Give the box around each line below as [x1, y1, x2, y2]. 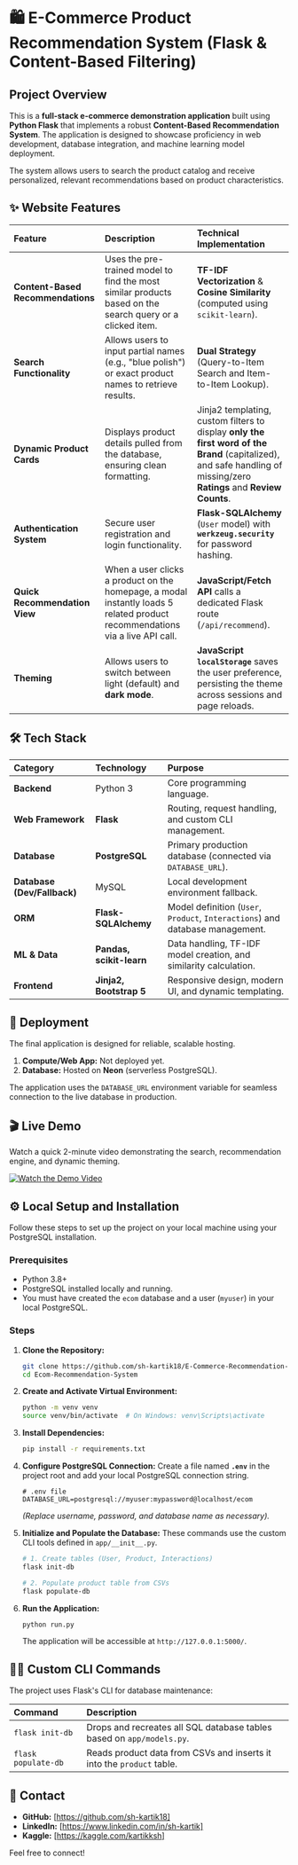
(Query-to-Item [196, 356, 264, 368]
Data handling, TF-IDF [167, 937, 262, 950]
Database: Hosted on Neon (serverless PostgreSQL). [21, 1065, 217, 1076]
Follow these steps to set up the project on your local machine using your [9, 1222, 278, 1234]
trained [105, 263, 135, 276]
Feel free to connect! [9, 1847, 86, 1859]
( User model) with [196, 517, 271, 529]
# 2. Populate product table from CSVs [21, 1579, 170, 1587]
